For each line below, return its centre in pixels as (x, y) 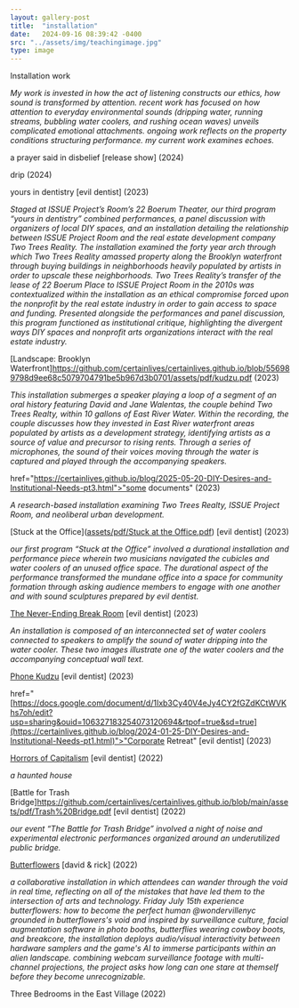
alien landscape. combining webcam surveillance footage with (125, 958)
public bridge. (36, 848)
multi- (254, 958)
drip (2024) (31, 175)
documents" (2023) (184, 488)
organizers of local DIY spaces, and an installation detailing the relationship (149, 229)
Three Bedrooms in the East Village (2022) (88, 994)
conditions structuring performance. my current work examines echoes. (142, 141)
